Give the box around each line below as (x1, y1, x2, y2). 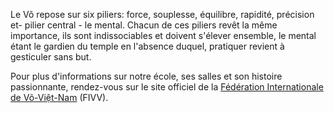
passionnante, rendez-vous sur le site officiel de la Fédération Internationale (10, 81, 324, 93)
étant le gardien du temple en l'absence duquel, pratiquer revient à (10, 40, 285, 52)
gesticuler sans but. (10, 51, 92, 63)
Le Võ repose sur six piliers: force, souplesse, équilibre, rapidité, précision (10, 9, 315, 20)
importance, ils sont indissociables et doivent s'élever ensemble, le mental (10, 30, 317, 41)
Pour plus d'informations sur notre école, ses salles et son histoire (10, 70, 283, 82)
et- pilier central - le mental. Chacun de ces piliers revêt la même (10, 19, 278, 31)
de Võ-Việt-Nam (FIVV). (10, 92, 109, 103)
